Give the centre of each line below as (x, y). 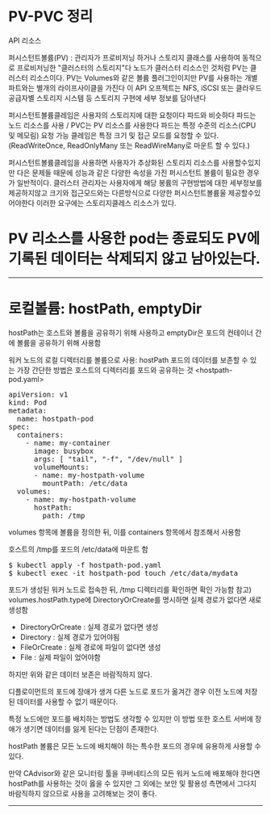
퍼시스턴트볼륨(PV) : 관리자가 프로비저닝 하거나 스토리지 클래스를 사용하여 (124, 57)
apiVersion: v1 (38, 394)
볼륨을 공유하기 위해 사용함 (59, 342)
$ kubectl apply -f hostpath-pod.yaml (85, 565)
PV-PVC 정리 (51, 17)
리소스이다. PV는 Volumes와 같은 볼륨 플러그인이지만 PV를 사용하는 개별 (144, 78)
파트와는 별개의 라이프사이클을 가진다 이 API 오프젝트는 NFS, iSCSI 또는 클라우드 (135, 88)
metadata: (27, 410)
